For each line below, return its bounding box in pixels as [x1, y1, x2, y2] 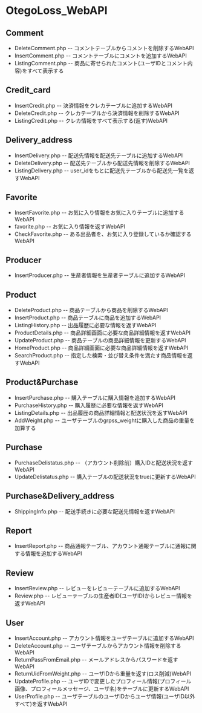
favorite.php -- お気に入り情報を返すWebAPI [14, 223, 125, 230]
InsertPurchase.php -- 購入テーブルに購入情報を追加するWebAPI [14, 394, 176, 401]
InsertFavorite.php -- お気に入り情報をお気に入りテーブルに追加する [14, 209, 184, 217]
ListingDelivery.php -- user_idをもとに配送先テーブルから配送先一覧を [14, 167, 189, 174]
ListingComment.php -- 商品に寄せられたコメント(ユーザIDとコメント [14, 60, 188, 67]
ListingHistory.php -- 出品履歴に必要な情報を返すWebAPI [14, 322, 157, 329]
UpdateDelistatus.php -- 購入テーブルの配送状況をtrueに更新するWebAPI [14, 473, 196, 480]
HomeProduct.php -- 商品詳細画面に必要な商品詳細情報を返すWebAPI [14, 344, 189, 351]
